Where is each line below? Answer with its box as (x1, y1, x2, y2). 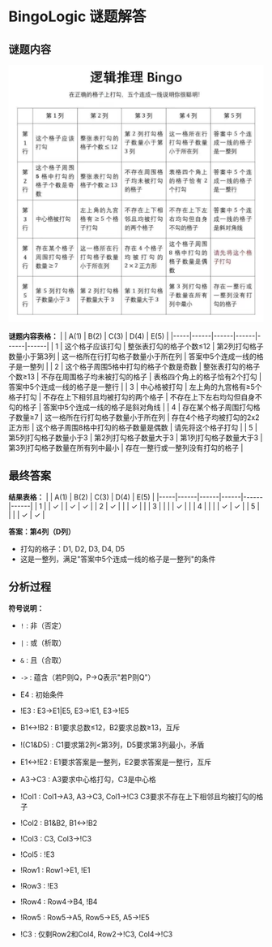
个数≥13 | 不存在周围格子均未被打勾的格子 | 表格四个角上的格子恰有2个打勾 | (8, 371, 261, 382)
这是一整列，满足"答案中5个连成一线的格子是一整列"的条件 (19, 554, 216, 564)
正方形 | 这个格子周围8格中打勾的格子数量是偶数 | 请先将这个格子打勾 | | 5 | (8, 422, 257, 432)
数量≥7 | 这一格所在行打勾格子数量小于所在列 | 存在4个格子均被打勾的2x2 (15, 412, 261, 422)
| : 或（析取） (19, 638, 66, 647)
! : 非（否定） (19, 621, 66, 630)
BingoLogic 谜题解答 (8, 7, 147, 26)
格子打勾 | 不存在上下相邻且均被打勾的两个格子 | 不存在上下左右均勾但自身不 (8, 391, 263, 402)
